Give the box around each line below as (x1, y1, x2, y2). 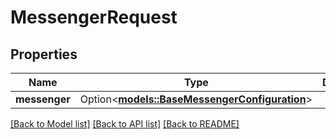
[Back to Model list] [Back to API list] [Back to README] (10, 118, 240, 130)
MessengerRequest (10, 6, 178, 29)
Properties (10, 46, 78, 63)
